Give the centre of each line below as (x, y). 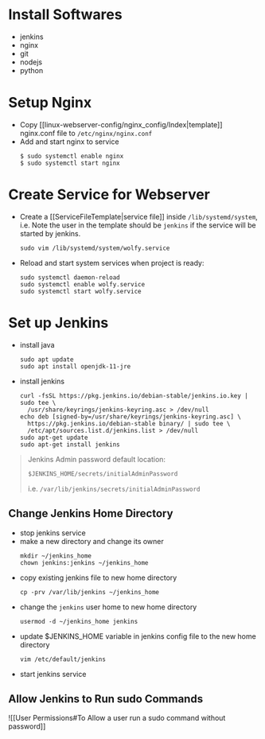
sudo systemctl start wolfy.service (80, 291)
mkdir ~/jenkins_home (55, 556)
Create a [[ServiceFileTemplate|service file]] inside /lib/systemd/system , (139, 216)
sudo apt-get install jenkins (70, 444)
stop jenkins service (53, 533)
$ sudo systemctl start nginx (70, 163)
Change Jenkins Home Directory (91, 513)
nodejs (31, 62)
